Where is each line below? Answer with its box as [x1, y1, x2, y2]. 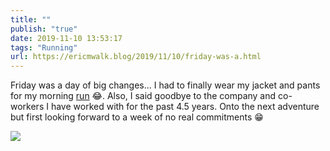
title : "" [10, 14, 52, 25]
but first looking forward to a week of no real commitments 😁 [10, 111, 264, 123]
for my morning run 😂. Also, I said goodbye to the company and [10, 90, 277, 102]
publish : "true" [10, 24, 78, 34]
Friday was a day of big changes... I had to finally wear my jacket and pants [10, 79, 321, 91]
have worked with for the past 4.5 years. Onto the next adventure [50, 101, 320, 113]
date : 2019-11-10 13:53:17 [10, 33, 123, 43]
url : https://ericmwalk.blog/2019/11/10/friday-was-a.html [10, 52, 262, 62]
